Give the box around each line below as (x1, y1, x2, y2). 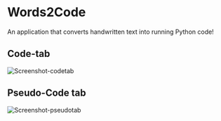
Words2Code (7, 4, 86, 20)
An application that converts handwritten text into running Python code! (7, 27, 214, 36)
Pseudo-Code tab (7, 87, 86, 99)
